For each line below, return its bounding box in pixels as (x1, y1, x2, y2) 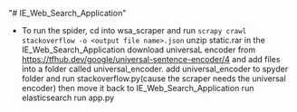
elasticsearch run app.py (21, 92, 115, 103)
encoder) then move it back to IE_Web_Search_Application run (21, 83, 254, 93)
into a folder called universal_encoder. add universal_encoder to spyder (21, 63, 289, 74)
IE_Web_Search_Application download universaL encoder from (21, 44, 256, 55)
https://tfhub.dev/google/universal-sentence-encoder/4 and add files (21, 54, 281, 64)
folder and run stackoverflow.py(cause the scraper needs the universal (21, 73, 286, 84)
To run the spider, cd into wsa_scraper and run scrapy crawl (21, 25, 247, 35)
